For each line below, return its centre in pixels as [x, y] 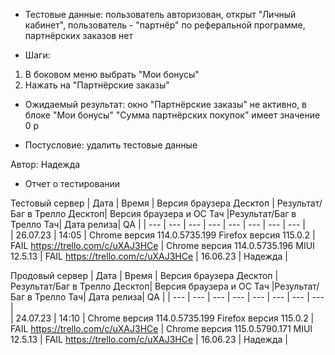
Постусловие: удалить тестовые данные [111, 145]
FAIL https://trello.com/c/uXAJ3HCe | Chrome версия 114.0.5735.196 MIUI [162, 245]
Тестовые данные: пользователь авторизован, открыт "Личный [160, 14]
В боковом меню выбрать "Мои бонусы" [112, 74]
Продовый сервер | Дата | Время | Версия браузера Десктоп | [144, 275]
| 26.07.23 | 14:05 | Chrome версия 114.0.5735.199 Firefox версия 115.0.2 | [163, 235]
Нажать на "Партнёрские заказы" [97, 85]
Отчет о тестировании [72, 183]
